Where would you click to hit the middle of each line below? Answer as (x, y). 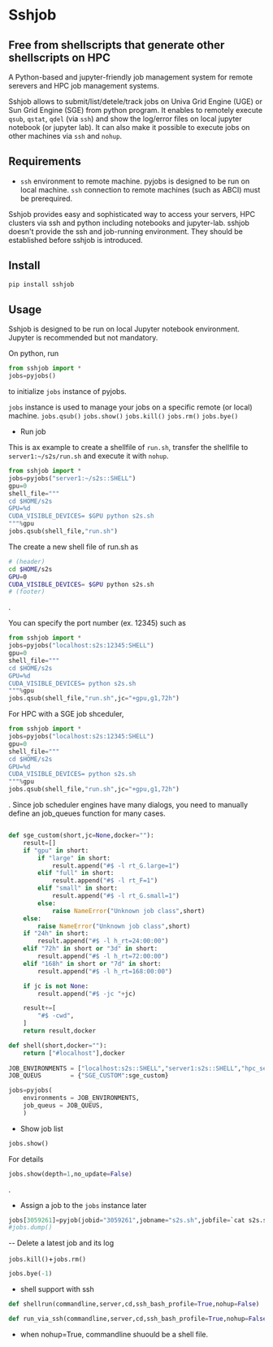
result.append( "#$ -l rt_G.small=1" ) (116, 896)
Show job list (41, 1128)
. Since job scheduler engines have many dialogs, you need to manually (128, 805)
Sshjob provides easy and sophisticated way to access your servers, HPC (132, 214)
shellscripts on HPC (60, 57)
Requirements (45, 161)
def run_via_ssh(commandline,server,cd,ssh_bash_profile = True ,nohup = (129, 1319)
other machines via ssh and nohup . (65, 136)
